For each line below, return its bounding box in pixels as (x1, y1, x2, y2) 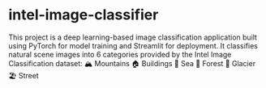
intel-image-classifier (8, 6, 159, 24)
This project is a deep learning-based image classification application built (8, 32, 258, 42)
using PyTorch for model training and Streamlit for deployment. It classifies (8, 40, 258, 50)
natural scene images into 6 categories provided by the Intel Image (8, 49, 232, 59)
